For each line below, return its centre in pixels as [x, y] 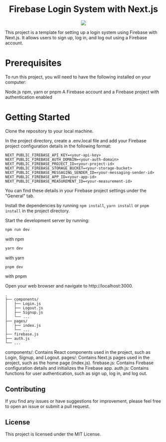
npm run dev [17, 229]
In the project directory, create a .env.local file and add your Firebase [76, 141]
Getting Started [38, 117]
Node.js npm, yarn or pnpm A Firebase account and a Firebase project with [82, 92]
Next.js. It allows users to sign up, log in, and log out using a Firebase [76, 37]
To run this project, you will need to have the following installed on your [78, 77]
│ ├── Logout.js [24, 308]
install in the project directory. [38, 211]
